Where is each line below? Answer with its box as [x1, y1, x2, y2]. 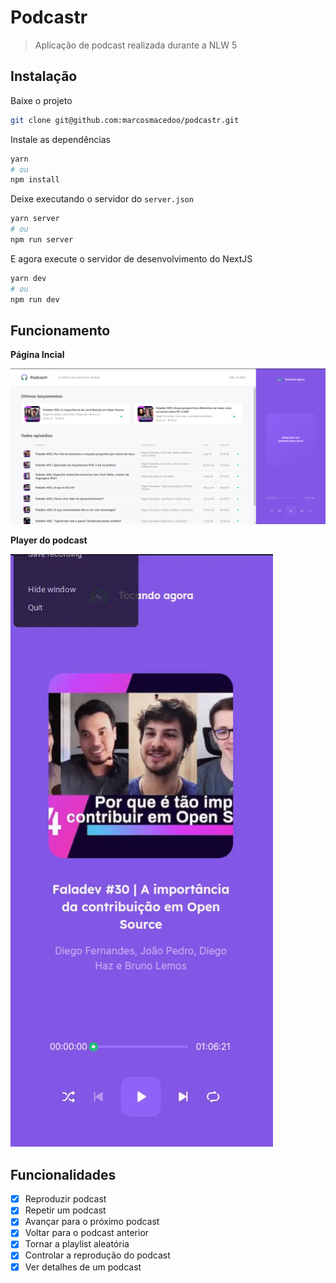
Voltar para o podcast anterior [24, 1227, 150, 1239]
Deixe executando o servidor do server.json [10, 193, 194, 205]
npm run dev [10, 294, 60, 305]
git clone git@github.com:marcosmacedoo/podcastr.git [10, 115, 240, 125]
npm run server [10, 235, 74, 245]
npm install [10, 175, 60, 185]
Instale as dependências [10, 133, 111, 145]
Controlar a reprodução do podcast [24, 1249, 171, 1261]
